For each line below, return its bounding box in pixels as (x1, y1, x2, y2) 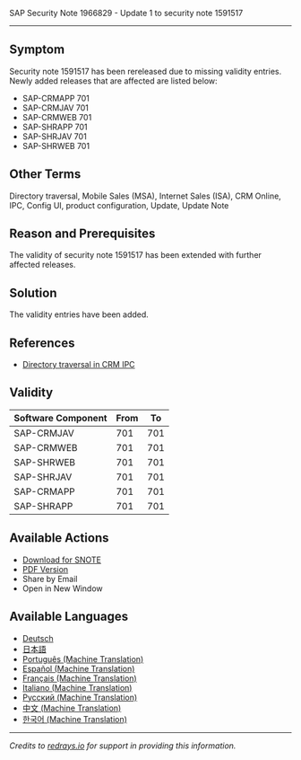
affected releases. (9, 260, 76, 270)
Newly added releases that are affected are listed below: (9, 75, 218, 86)
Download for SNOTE (21, 554, 101, 565)
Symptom (9, 42, 65, 57)
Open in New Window (21, 583, 103, 594)
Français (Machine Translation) (21, 673, 137, 684)
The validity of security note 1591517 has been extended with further (9, 250, 262, 261)
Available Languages (9, 609, 129, 624)
